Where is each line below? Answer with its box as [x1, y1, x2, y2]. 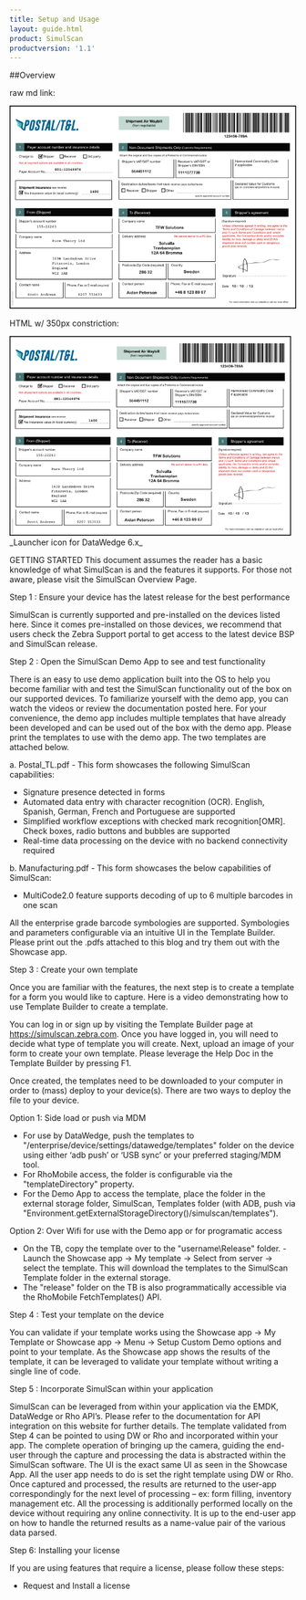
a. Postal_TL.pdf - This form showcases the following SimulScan [9, 759, 250, 770]
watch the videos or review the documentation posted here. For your [9, 703, 267, 714]
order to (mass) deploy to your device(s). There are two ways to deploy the [9, 1085, 291, 1096]
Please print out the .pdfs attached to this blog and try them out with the [9, 936, 280, 948]
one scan [22, 900, 58, 911]
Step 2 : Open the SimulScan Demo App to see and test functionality [9, 656, 266, 667]
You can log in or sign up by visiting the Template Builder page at [9, 1019, 253, 1030]
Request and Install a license [22, 1580, 130, 1592]
